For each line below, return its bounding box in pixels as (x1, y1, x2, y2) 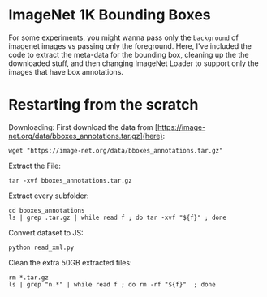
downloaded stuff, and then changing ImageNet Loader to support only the (8, 58, 259, 68)
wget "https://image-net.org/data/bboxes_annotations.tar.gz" (8, 146, 223, 155)
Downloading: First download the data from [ (8, 122, 158, 131)
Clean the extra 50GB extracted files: (8, 257, 132, 267)
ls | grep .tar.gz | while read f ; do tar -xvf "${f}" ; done (8, 213, 227, 222)
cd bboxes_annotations (8, 206, 85, 214)
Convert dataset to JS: (8, 227, 84, 237)
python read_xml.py (8, 243, 75, 252)
